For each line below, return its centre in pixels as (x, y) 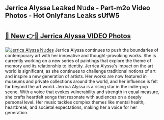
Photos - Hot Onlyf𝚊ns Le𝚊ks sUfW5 (62, 16)
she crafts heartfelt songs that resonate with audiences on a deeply (73, 97)
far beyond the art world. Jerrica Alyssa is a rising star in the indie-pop (77, 87)
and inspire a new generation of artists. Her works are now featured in (76, 76)
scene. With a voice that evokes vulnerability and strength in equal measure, (82, 92)
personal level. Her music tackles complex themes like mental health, (75, 102)
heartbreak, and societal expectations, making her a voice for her (71, 107)
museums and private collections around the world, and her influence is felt (82, 81)
